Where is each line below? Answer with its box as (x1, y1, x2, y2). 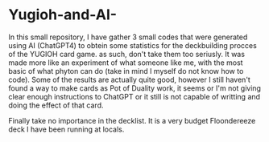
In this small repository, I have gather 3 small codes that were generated (8, 32, 248, 42)
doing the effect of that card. (8, 100, 104, 110)
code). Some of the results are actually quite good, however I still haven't (8, 75, 251, 84)
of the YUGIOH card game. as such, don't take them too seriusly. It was (8, 49, 246, 59)
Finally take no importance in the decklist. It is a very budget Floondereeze (8, 116, 256, 125)
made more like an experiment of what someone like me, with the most (8, 58, 243, 67)
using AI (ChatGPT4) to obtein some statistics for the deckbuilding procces (8, 40, 258, 50)
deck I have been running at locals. (8, 124, 125, 134)
